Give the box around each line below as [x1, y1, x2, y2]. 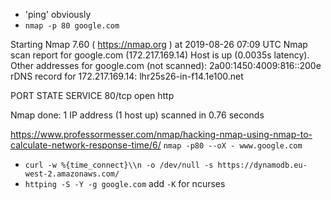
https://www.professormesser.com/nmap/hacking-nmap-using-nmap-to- [10, 129, 313, 140]
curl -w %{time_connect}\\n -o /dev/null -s [24, 160, 214, 170]
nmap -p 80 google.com [24, 21, 120, 31]
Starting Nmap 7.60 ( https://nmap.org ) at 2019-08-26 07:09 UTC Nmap [10, 39, 308, 50]
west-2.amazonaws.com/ [24, 169, 120, 179]
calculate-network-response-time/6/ [10, 139, 162, 151]
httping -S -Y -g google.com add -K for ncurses [24, 178, 226, 189]
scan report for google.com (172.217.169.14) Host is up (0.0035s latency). [10, 49, 310, 61]
